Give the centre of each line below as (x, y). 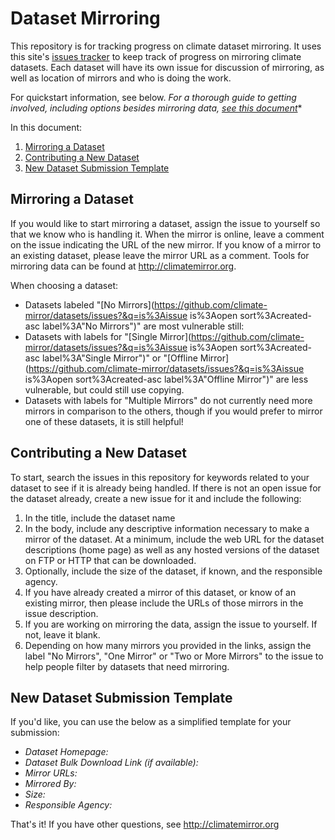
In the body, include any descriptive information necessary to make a (167, 528)
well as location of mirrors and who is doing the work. (121, 78)
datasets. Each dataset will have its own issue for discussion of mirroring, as (167, 67)
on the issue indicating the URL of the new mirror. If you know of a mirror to (166, 244)
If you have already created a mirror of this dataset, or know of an (160, 592)
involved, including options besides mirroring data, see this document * (156, 108)
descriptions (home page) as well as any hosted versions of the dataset (172, 549)
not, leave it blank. (62, 634)
